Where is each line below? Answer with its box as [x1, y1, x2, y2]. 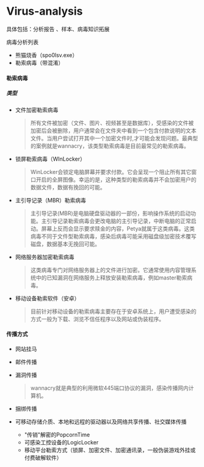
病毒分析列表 [6, 38, 38, 45]
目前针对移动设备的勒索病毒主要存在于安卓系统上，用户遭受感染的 [30, 308, 197, 315]
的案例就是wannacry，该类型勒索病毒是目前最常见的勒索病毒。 [30, 142, 189, 150]
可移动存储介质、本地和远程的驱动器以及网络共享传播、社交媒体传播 [15, 418, 187, 425]
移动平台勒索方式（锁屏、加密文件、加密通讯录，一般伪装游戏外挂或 [24, 446, 196, 454]
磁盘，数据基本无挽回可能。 [30, 240, 101, 248]
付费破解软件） [24, 454, 62, 461]
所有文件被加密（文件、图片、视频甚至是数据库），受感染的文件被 [30, 119, 194, 126]
